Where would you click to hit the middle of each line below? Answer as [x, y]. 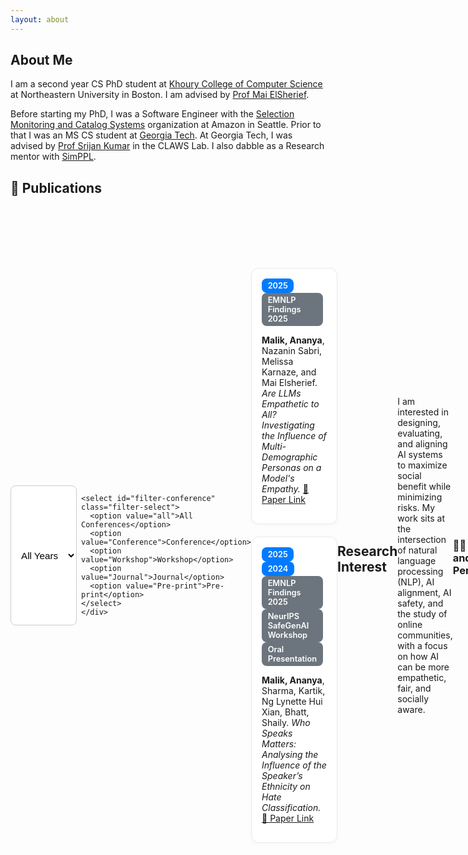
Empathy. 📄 [285, 489]
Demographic [289, 457]
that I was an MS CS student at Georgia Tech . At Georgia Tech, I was [151, 135]
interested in [423, 412]
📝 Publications [56, 187]
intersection [422, 540]
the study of [422, 614]
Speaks [277, 733]
